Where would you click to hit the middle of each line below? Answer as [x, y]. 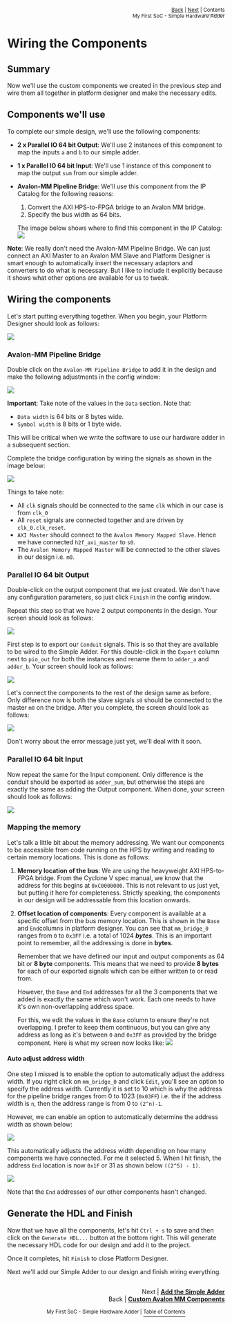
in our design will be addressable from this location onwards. [104, 900]
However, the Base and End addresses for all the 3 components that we [117, 992]
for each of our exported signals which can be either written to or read [117, 971]
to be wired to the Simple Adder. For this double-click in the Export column [113, 652]
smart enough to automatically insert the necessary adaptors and [100, 262]
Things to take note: [36, 492]
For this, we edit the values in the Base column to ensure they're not [113, 1020]
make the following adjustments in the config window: [84, 377]
